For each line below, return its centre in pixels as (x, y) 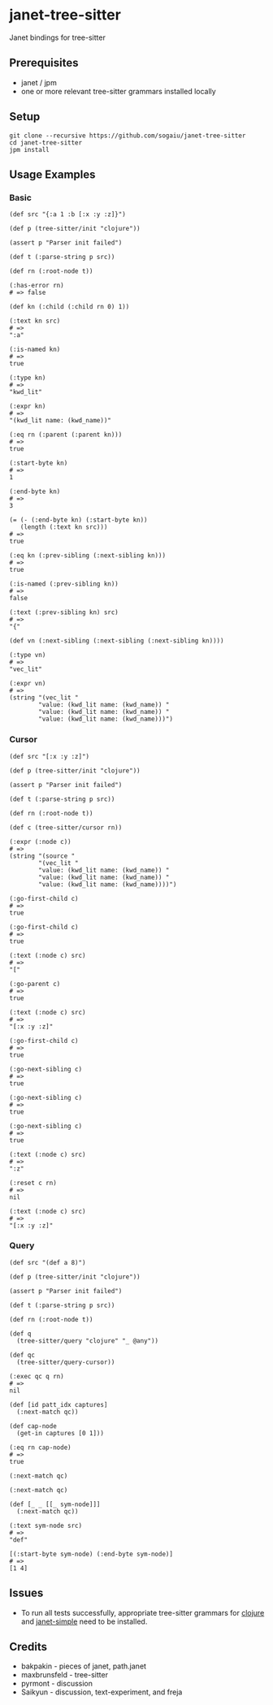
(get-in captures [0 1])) (61, 1433)
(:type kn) (28, 378)
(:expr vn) (28, 684)
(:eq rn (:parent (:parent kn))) (66, 435)
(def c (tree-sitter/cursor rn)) (66, 827)
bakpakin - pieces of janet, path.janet (84, 1666)
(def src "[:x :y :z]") (50, 756)
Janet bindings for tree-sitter (58, 37)
